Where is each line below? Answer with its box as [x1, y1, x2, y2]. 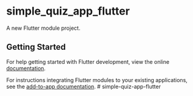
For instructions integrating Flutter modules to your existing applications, [6, 76, 188, 83]
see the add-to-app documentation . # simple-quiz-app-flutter [6, 83, 161, 90]
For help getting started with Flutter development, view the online [6, 58, 170, 65]
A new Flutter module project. [6, 24, 81, 32]
